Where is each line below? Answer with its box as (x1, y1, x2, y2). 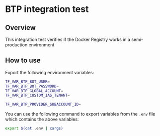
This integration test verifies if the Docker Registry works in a (5, 36, 131, 42)
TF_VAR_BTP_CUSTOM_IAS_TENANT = (5, 93, 70, 98)
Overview (5, 23, 36, 32)
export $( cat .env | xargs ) (5, 126, 64, 131)
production (5, 42, 28, 48)
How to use (5, 56, 41, 65)
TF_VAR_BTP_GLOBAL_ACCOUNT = (5, 88, 64, 93)
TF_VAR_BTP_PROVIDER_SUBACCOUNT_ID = (5, 102, 81, 107)
